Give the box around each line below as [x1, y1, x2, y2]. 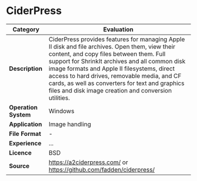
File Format [9, 129, 42, 138]
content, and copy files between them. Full [49, 50, 166, 58]
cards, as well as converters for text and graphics [49, 79, 185, 87]
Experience [9, 139, 42, 147]
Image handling [49, 120, 91, 128]
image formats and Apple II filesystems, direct [49, 64, 175, 73]
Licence [9, 148, 32, 156]
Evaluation [103, 25, 134, 33]
